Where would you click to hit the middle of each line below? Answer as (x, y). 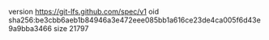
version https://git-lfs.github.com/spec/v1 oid (84, 12)
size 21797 (71, 28)
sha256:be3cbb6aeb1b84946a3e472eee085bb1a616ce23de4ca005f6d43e (134, 20)
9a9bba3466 (30, 28)
